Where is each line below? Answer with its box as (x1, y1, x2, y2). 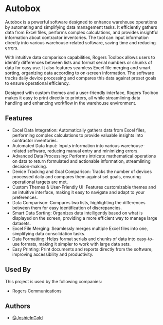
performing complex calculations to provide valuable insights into (12, 132, 144, 138)
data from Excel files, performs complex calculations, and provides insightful (5, 29, 159, 35)
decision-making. (12, 163, 47, 169)
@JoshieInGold (12, 315, 43, 321)
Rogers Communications (12, 288, 62, 294)
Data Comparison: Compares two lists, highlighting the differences (12, 199, 146, 205)
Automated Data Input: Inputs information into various (12, 142, 120, 149)
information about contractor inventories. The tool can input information (5, 35, 149, 40)
